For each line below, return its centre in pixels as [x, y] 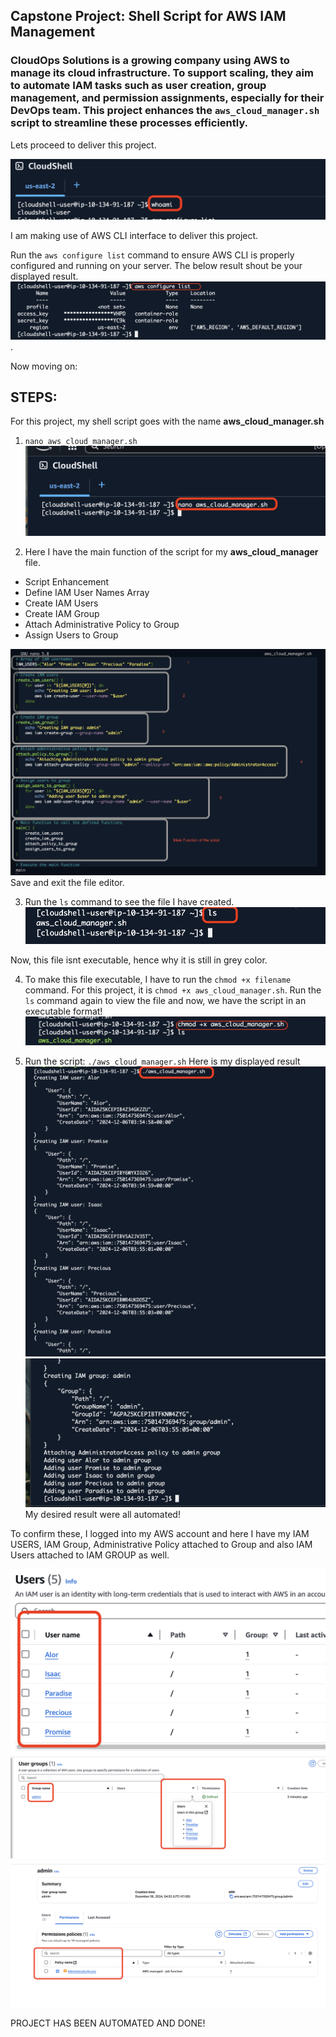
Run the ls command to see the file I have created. [129, 901]
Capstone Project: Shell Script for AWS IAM [148, 16]
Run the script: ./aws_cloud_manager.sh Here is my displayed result [162, 1061]
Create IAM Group [62, 614]
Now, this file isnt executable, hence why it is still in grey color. [139, 960]
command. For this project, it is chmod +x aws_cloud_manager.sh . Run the [173, 990]
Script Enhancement [67, 582]
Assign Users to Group [71, 635]
